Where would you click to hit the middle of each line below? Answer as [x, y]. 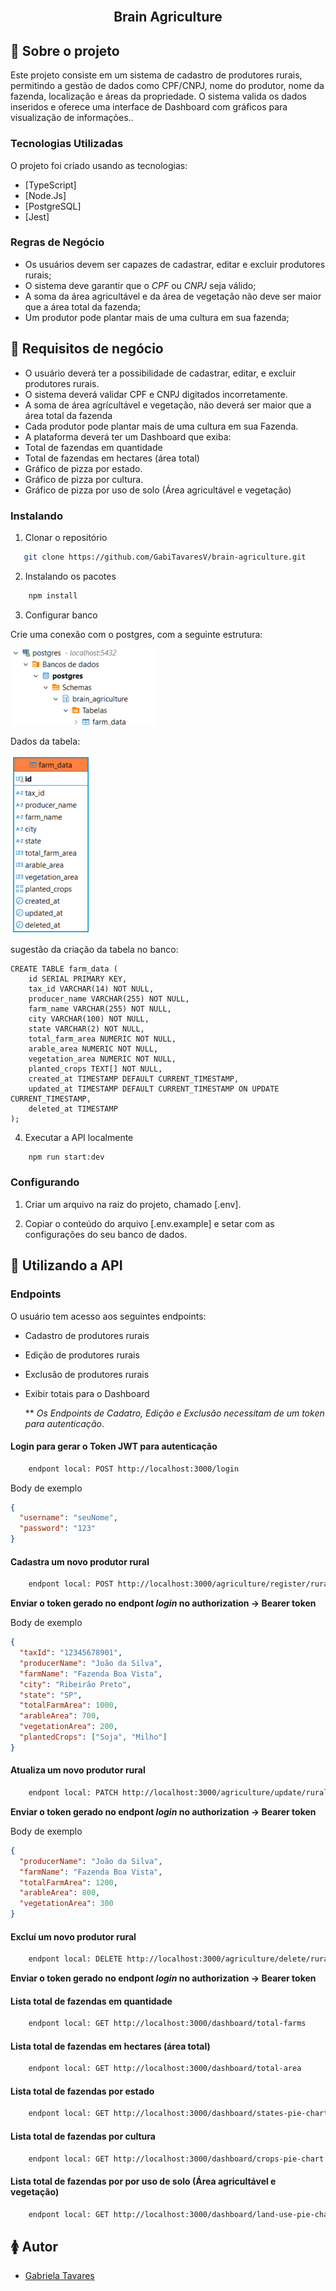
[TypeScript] [50, 185]
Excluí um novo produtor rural [73, 1936]
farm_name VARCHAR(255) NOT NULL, [100, 1009]
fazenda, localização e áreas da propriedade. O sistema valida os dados [159, 96]
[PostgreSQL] [53, 206]
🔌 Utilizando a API [66, 1265]
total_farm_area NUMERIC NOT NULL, [102, 1039]
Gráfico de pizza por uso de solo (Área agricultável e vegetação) [158, 490]
